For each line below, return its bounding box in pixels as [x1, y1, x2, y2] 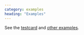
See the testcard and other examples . [4, 24, 79, 30]
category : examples [4, 7, 44, 12]
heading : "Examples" [4, 12, 46, 16]
